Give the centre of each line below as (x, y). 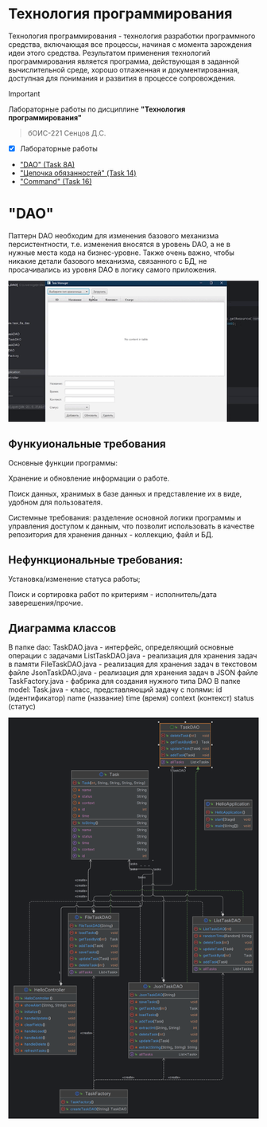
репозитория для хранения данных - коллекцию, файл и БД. (111, 535)
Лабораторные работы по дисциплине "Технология (97, 109)
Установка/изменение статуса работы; (74, 579)
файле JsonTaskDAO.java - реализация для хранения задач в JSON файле (133, 672)
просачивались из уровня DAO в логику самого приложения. (112, 269)
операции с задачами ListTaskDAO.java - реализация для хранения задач (133, 655)
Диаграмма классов (62, 628)
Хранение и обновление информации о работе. (89, 478)
